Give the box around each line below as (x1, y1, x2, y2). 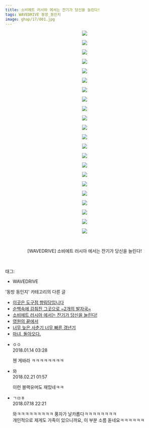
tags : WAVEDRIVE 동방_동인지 (5, 12, 61, 17)
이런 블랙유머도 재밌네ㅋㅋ (12, 384, 64, 390)
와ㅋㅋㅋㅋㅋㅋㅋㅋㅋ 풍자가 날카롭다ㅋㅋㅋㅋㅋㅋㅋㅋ (12, 411, 117, 417)
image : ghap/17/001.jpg (5, 17, 55, 22)
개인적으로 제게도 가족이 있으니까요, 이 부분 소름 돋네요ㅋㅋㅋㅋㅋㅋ (12, 417, 144, 423)
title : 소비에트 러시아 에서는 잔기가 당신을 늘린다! (5, 7, 100, 13)
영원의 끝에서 (12, 318, 39, 325)
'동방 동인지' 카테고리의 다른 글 (5, 289, 66, 295)
